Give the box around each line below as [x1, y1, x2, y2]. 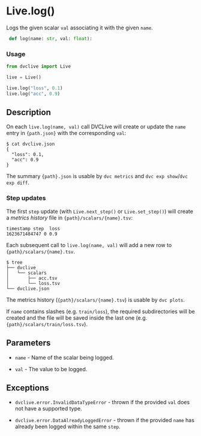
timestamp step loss [6, 225, 61, 231]
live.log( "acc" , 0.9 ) [6, 91, 61, 97]
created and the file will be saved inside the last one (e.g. [6, 314, 148, 321]
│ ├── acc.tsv [6, 275, 58, 281]
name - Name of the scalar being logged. [14, 354, 114, 361]
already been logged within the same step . [14, 423, 121, 430]
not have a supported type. [14, 405, 82, 412]
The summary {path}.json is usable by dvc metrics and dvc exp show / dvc [6, 173, 188, 180]
